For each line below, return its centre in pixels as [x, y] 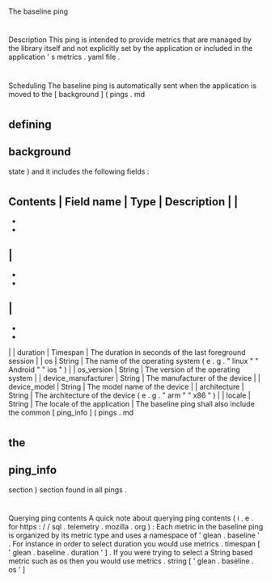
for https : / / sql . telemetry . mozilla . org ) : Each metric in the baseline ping [136, 526]
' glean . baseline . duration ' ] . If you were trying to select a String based [131, 552]
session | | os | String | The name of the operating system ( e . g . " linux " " [133, 361]
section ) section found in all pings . [68, 489]
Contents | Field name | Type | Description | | [123, 202]
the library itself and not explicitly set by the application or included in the [131, 48]
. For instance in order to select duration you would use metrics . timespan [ [134, 543]
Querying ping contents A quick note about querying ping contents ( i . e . [131, 518]
